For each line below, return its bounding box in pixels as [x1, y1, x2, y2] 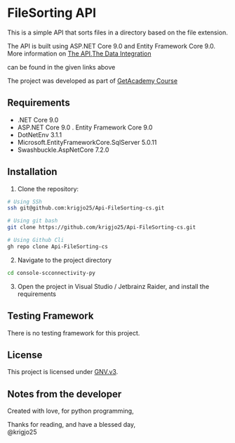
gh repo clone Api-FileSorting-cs [7, 243, 109, 250]
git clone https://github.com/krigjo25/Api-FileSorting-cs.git [7, 224, 196, 231]
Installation [7, 166, 58, 178]
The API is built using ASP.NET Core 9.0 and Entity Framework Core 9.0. [7, 41, 216, 50]
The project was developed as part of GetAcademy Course [7, 76, 177, 85]
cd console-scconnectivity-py [7, 269, 96, 276]
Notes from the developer [7, 388, 122, 400]
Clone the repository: [17, 184, 79, 193]
